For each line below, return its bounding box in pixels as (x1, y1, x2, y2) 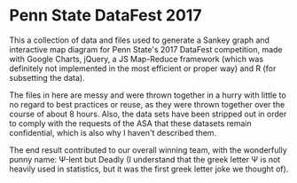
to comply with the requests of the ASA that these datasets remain (9, 117, 252, 129)
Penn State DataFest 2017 (9, 5, 202, 26)
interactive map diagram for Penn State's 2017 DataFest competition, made (9, 44, 283, 54)
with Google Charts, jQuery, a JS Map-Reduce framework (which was (9, 53, 264, 64)
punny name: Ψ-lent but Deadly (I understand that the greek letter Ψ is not (9, 154, 281, 164)
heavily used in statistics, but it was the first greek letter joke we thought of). (9, 163, 289, 174)
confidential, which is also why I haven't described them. (9, 127, 217, 138)
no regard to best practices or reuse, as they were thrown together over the (9, 99, 285, 109)
